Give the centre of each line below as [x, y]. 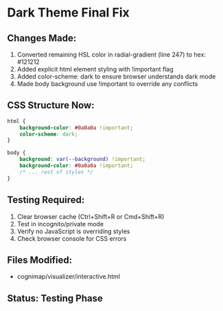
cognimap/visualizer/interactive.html [68, 277]
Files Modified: [40, 260]
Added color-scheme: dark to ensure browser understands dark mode [116, 76]
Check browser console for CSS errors [72, 238]
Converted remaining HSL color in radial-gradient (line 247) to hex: [111, 54]
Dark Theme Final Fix [69, 13]
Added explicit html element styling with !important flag [95, 69]
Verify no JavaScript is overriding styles [73, 231]
